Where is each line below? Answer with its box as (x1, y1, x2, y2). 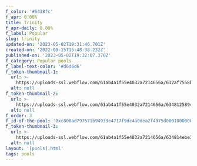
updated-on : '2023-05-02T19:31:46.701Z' (5, 42, 106, 48)
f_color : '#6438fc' (5, 8, 54, 15)
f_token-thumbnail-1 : (5, 69, 59, 75)
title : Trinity (5, 19, 43, 25)
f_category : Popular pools (5, 58, 72, 64)
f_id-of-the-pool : (5, 118, 51, 124)
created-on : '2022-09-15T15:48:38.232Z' (5, 47, 106, 53)
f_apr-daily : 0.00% (5, 25, 54, 31)
